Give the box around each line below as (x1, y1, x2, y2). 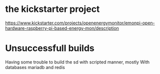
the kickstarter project (5, 3, 100, 15)
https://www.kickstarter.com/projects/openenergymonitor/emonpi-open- (5, 20, 156, 26)
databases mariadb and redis (5, 64, 65, 70)
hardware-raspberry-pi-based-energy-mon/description (5, 25, 119, 31)
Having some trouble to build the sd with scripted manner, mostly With (5, 59, 150, 65)
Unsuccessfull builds (5, 43, 95, 54)
